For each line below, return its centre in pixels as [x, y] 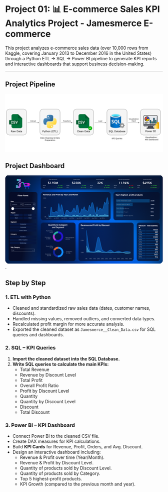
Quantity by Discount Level [48, 401]
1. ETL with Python [28, 297]
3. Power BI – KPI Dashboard [40, 425]
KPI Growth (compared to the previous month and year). [78, 484]
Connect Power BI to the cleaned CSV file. [56, 436]
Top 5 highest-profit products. [51, 478]
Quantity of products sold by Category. [60, 473]
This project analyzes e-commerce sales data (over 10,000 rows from [77, 48]
